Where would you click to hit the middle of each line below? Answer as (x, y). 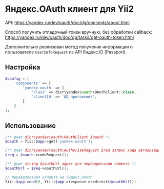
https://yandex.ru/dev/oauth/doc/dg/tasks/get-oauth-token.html (70, 37)
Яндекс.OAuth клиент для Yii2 (70, 9)
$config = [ (17, 79)
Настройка (23, 67)
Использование (31, 126)
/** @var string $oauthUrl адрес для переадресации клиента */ (71, 164)
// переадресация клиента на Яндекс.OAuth (49, 177)
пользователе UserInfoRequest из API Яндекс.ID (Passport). (66, 52)
